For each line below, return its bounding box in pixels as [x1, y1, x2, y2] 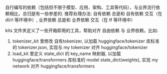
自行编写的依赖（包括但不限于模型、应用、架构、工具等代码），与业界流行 [5, 4, 156, 10]
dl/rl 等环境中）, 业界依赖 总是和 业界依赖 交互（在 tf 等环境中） [5, 17, 136, 22]
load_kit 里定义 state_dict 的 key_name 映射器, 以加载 [12, 50, 121, 56]
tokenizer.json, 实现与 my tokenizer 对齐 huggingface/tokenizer [18, 44, 148, 50]
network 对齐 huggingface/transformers [12, 63, 95, 69]
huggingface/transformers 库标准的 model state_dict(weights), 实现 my [12, 57, 159, 62]
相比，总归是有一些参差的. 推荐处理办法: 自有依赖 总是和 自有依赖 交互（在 [9, 10, 163, 16]
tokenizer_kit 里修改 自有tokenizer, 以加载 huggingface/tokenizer [12, 38, 146, 44]
